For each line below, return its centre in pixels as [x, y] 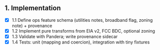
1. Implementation [33, 8]
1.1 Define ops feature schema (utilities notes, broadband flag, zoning [82, 20]
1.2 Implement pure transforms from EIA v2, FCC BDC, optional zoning [83, 31]
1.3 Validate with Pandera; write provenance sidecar [65, 36]
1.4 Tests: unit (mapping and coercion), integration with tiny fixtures [81, 42]
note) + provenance [32, 25]
